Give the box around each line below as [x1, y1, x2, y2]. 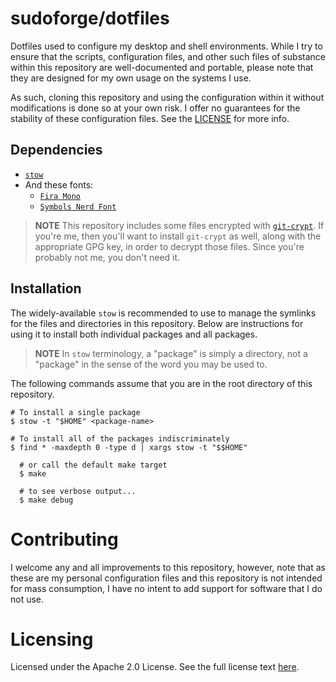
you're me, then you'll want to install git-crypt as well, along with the [34, 230, 322, 242]
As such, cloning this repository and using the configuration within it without [10, 91, 325, 103]
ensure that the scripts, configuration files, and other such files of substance [10, 50, 326, 62]
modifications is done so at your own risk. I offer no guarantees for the [10, 102, 301, 114]
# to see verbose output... [19, 486, 137, 496]
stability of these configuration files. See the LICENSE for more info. [10, 112, 290, 124]
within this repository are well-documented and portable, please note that [10, 61, 314, 73]
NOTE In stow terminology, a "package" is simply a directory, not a [34, 347, 308, 359]
